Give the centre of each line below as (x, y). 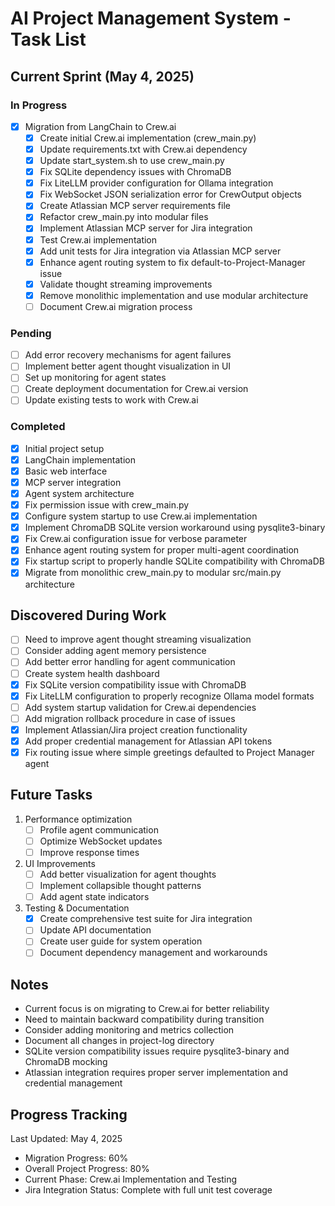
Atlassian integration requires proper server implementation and (156, 1073)
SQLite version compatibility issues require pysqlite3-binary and (157, 1051)
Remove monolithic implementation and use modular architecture (174, 295)
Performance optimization (78, 819)
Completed (38, 427)
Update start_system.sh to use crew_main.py (132, 161)
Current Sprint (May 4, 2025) (102, 76)
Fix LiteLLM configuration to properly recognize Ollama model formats (169, 696)
